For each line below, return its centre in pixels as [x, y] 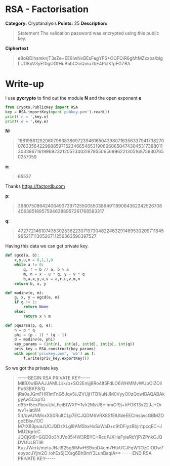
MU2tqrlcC [29, 432]
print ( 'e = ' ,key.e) [27, 121]
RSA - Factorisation [47, 9]
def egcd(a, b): [22, 256]
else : [20, 312]
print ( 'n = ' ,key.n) [27, 117]
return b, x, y [30, 284]
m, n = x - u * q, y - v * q [54, 274]
